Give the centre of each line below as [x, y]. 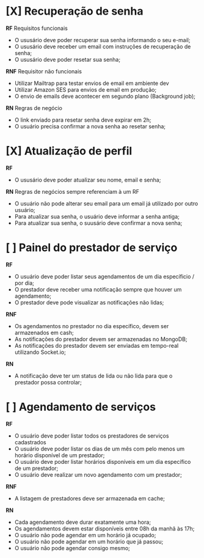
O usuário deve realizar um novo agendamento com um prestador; [98, 474]
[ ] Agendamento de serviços [81, 407]
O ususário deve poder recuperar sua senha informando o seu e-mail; [102, 40]
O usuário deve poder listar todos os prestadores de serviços [92, 436]
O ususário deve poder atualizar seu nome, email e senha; [88, 180]
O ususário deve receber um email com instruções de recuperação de [103, 46]
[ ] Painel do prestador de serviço [92, 248]
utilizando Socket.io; [40, 352]
